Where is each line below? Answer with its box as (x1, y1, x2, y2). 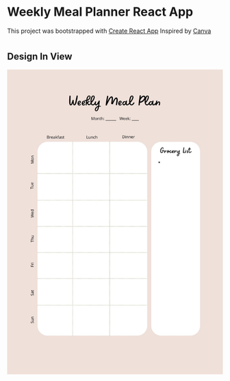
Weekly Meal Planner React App (7, 4, 194, 20)
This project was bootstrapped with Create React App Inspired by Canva (7, 27, 212, 35)
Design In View (7, 51, 73, 62)
